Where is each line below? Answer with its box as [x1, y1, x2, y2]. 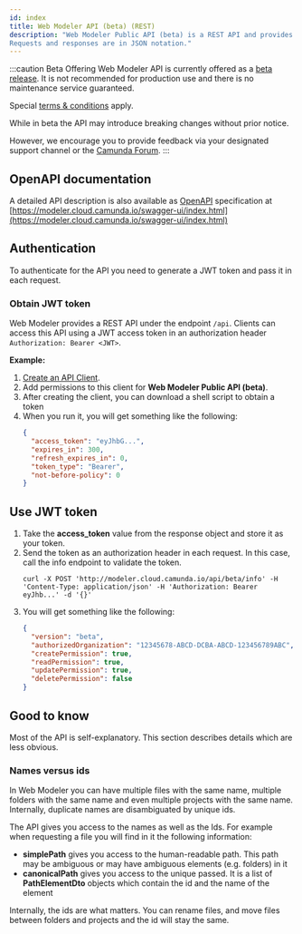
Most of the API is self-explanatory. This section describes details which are [9, 732, 293, 743]
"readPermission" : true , [31, 657, 125, 666]
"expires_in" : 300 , [31, 445, 105, 454]
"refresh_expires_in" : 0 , [31, 453, 128, 462]
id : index [9, 13, 47, 23]
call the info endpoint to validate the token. [22, 557, 183, 568]
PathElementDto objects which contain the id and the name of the [22, 878, 269, 889]
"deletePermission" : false [31, 675, 133, 684]
